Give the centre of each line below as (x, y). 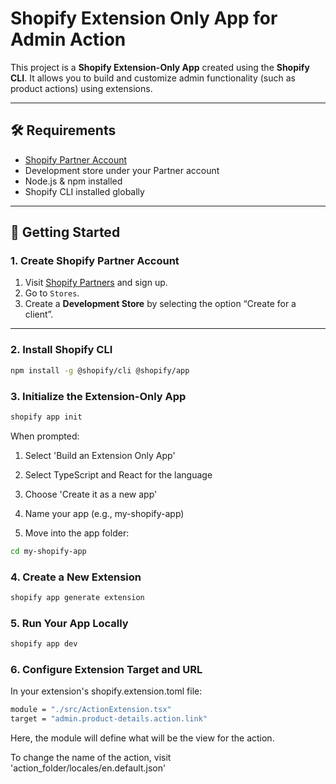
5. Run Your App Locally (69, 623)
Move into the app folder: (77, 533)
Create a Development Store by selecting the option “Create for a (160, 304)
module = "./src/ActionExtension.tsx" (91, 710)
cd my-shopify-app (48, 551)
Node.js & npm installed (73, 181)
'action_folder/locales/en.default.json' (88, 768)
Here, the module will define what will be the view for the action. (142, 738)
